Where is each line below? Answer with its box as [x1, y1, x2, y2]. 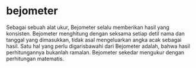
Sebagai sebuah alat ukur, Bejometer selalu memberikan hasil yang [6, 24, 170, 31]
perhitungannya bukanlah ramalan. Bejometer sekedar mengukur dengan [6, 48, 185, 56]
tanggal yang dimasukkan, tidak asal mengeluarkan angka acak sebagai [6, 36, 182, 43]
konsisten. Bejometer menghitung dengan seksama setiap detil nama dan [6, 30, 185, 37]
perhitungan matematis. [6, 55, 64, 62]
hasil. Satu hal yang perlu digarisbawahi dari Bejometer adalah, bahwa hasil [6, 43, 191, 50]
